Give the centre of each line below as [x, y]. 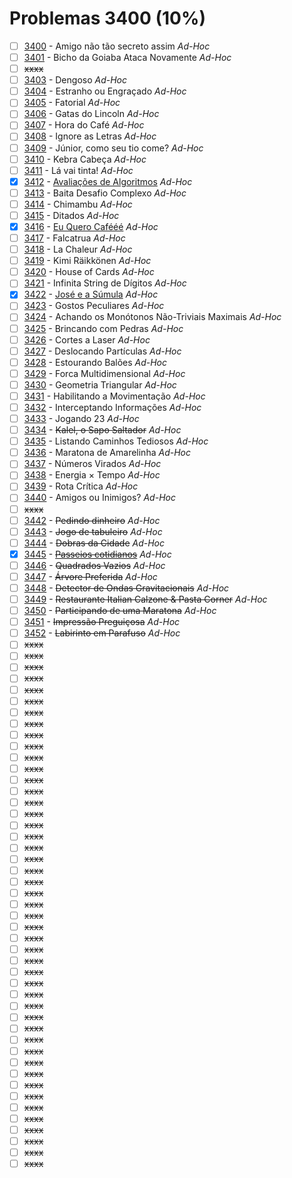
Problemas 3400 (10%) [107, 18]
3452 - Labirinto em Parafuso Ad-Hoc [102, 633]
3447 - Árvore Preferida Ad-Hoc [90, 576]
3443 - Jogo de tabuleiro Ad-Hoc [93, 531]
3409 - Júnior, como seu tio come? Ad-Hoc [113, 148]
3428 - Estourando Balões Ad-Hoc [95, 362]
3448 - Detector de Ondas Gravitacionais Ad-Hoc [126, 588]
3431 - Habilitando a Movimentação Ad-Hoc [114, 396]
